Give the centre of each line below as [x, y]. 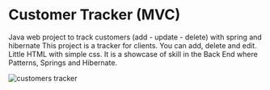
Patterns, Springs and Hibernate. [63, 63]
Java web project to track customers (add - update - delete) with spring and [135, 37]
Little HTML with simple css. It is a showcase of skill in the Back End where [133, 54]
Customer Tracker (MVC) [95, 15]
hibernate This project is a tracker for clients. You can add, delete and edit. [133, 45]
